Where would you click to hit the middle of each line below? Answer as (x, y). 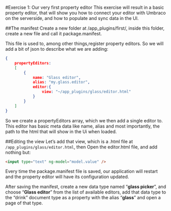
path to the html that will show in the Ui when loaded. (61, 131)
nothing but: (18, 152)
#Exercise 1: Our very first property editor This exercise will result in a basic (85, 7)
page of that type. (24, 203)
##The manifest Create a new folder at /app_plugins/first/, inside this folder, (85, 28)
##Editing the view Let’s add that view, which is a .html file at (69, 141)
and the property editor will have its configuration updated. (67, 177)
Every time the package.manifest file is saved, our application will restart (82, 172)
